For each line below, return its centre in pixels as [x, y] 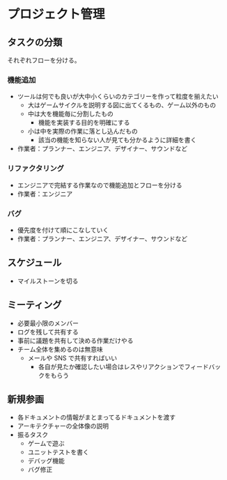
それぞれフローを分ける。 [44, 60]
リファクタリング [36, 169]
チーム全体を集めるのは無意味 [60, 349]
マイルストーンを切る [48, 281]
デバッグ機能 [46, 461]
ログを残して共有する [48, 332]
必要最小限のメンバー [48, 323]
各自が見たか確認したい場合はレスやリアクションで [111, 366]
